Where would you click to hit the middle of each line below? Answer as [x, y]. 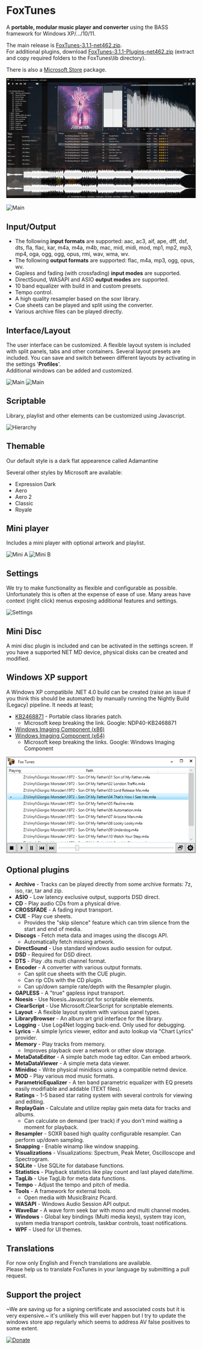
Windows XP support [47, 678]
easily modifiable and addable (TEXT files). [68, 1089]
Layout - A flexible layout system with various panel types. [88, 1012]
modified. [18, 659]
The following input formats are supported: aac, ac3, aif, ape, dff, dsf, [101, 241]
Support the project [44, 1295]
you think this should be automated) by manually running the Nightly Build [98, 698]
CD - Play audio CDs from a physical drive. [68, 904]
